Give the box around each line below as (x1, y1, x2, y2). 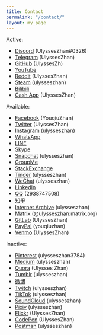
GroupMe (14, 158, 38, 166)
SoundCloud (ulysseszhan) (14, 297, 81, 304)
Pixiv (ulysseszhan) (14, 304, 63, 311)
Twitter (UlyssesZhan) (14, 121, 69, 128)
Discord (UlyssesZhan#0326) (14, 47, 87, 55)
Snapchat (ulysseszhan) (14, 152, 74, 159)
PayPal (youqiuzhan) (14, 223, 66, 230)
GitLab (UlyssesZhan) (14, 216, 68, 224)
